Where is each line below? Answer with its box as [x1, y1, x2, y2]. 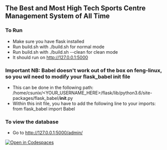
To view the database [5, 118, 59, 125]
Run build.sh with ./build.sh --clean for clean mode [12, 49, 118, 55]
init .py [59, 95, 73, 101]
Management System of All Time [5, 12, 110, 21]
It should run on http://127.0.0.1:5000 [12, 54, 89, 60]
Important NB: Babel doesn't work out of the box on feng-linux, [5, 67, 162, 74]
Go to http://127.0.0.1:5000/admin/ [12, 130, 83, 136]
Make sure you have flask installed [12, 38, 85, 44]
